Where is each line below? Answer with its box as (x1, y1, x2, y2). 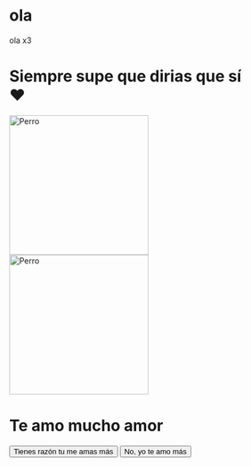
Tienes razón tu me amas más (13, 446, 114, 456)
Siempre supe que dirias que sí (9, 66, 242, 87)
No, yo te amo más (124, 446, 187, 456)
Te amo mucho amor (9, 416, 164, 436)
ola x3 (9, 35, 32, 46)
